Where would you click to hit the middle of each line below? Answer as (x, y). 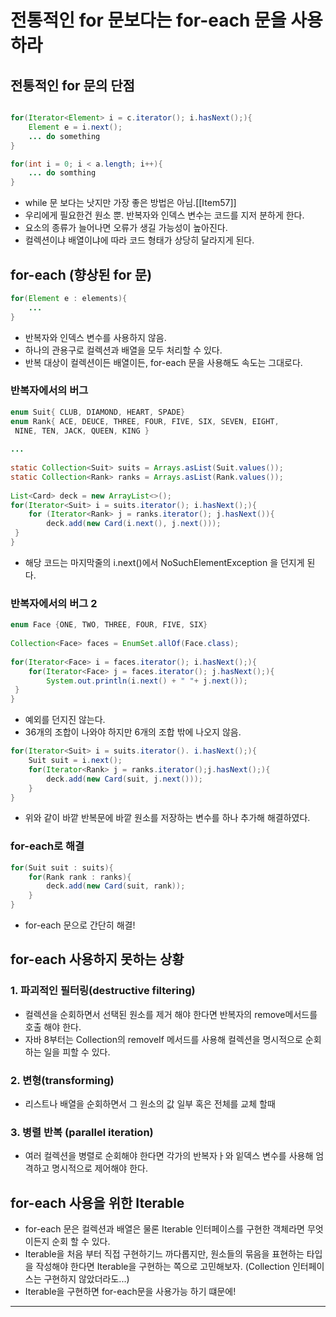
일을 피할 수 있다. (77, 1052)
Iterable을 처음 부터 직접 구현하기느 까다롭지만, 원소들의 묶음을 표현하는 (164, 1254)
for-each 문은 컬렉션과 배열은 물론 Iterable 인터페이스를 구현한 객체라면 (165, 1229)
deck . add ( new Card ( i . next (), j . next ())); (134, 524)
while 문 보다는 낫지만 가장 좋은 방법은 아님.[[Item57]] (130, 203)
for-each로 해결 (47, 846)
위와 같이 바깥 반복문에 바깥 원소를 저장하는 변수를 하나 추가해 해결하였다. (167, 818)
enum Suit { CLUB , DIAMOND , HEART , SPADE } (98, 412)
